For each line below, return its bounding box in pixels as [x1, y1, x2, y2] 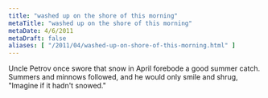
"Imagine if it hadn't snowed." [8, 81, 107, 91]
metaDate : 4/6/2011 [8, 27, 74, 35]
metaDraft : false [8, 34, 67, 43]
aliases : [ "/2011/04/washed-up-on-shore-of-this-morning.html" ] [8, 42, 236, 50]
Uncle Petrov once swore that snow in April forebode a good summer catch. [8, 63, 261, 73]
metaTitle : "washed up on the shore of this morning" [8, 19, 193, 27]
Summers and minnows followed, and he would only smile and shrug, [8, 72, 239, 82]
